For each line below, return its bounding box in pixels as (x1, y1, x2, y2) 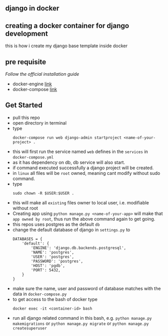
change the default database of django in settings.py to (12, 226, 131, 233)
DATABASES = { (12, 236, 43, 241)
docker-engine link (12, 81, 52, 87)
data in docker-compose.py (12, 291, 67, 297)
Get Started (5, 101, 43, 110)
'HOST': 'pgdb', (31, 263, 65, 268)
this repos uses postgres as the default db (12, 221, 100, 227)
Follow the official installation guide (5, 71, 79, 77)
